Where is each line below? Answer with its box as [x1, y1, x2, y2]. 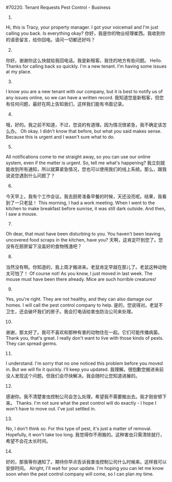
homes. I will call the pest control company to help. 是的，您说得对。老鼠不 [6, 302, 163, 308]
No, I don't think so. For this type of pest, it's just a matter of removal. [6, 426, 152, 431]
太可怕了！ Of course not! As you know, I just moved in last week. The [6, 271, 153, 276]
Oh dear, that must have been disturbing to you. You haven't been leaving [6, 231, 161, 237]
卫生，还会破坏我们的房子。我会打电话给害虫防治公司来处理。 [6, 309, 136, 314]
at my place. [6, 69, 32, 75]
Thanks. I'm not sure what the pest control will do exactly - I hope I [15, 400, 157, 406]
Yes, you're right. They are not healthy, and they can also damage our [6, 296, 153, 302]
